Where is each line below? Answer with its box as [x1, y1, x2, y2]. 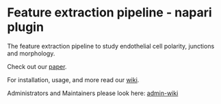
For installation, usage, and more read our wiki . [7, 75, 140, 83]
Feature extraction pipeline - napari [7, 5, 212, 21]
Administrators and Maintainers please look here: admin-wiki [7, 89, 179, 97]
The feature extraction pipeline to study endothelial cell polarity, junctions [7, 42, 215, 50]
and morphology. [7, 49, 55, 57]
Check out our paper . [7, 62, 67, 70]
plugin [7, 19, 44, 35]
